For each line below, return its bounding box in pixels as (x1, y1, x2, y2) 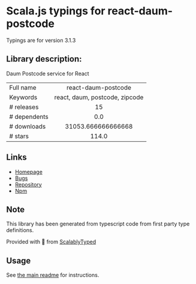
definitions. (6, 227, 34, 234)
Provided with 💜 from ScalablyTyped (6, 238, 97, 246)
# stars (9, 132, 29, 140)
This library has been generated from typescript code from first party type (6, 220, 190, 228)
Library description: (6, 54, 82, 64)
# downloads (9, 122, 46, 130)
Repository (14, 181, 42, 188)
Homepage (14, 168, 43, 175)
